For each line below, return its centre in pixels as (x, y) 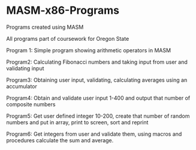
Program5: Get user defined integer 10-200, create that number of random (98, 116)
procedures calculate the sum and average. (60, 140)
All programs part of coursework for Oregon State (68, 38)
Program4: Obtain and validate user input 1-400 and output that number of (98, 98)
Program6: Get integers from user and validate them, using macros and (94, 134)
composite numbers (31, 104)
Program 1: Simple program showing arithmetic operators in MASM (89, 50)
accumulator (22, 86)
